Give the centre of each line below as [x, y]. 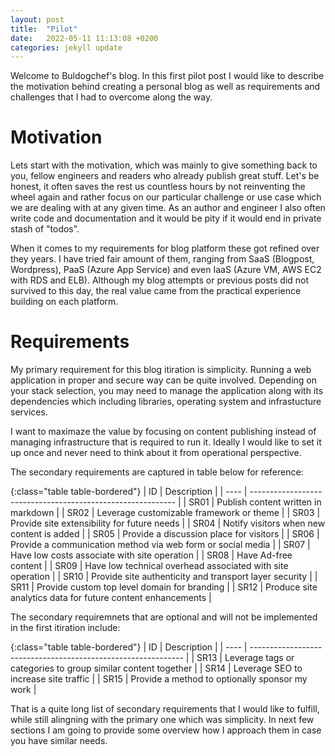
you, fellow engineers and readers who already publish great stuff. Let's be [165, 176]
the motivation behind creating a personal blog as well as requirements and [165, 87]
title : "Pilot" [44, 29]
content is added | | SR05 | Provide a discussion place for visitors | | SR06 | [165, 534]
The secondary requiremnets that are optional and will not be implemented [164, 617]
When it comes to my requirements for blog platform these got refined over [165, 248]
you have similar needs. [59, 741]
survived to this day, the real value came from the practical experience [156, 291]
